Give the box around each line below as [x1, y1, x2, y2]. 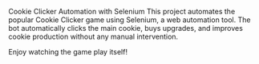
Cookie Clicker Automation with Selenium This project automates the [8, 7, 236, 16]
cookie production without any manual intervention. [8, 32, 179, 41]
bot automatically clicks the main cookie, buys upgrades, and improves [8, 24, 243, 32]
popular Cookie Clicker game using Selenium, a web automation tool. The [8, 15, 251, 24]
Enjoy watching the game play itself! [8, 47, 128, 56]
